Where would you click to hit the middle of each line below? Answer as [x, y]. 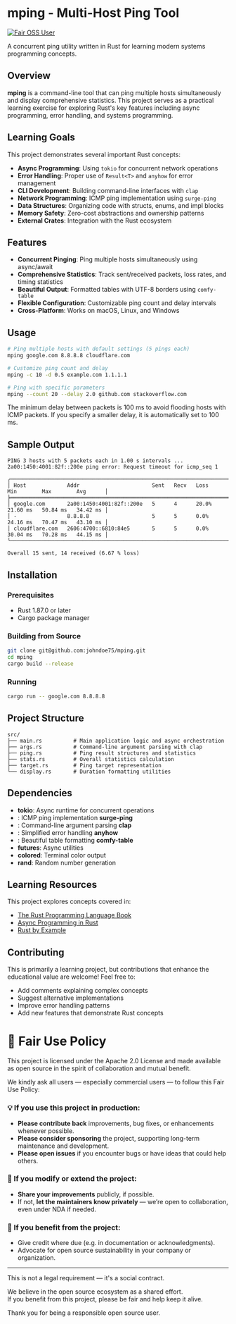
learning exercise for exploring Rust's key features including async [104, 108]
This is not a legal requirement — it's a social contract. [86, 1278]
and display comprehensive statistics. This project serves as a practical [111, 100]
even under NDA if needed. [57, 1209]
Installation [32, 575]
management [37, 183]
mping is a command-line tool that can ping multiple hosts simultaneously [114, 92]
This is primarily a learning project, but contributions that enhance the [108, 970]
